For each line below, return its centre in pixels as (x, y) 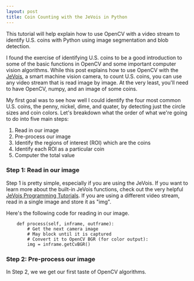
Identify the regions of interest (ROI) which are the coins (83, 143)
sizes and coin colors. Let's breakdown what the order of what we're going (97, 113)
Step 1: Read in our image (43, 170)
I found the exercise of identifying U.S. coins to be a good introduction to (94, 57)
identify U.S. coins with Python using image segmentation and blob (87, 40)
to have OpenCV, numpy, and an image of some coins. (72, 89)
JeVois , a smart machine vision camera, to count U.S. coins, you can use (94, 76)
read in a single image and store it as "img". (59, 202)
